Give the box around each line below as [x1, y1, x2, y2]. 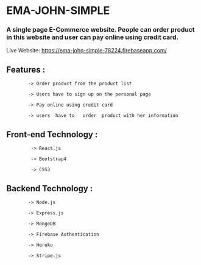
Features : [6, 65, 46, 75]
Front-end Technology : [6, 129, 98, 140]
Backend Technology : [6, 183, 93, 194]
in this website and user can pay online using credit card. [6, 33, 178, 41]
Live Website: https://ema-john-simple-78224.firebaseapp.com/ [6, 47, 167, 54]
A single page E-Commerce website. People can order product [6, 26, 195, 34]
